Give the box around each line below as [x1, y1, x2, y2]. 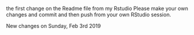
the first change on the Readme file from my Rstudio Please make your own [6, 5, 189, 12]
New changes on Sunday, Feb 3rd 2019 [6, 23, 101, 29]
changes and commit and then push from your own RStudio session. [6, 11, 171, 18]
